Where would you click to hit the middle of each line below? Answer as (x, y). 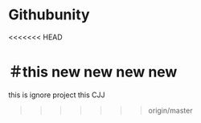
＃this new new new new (93, 72)
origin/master (170, 110)
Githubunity (49, 15)
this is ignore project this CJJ (57, 95)
